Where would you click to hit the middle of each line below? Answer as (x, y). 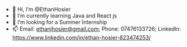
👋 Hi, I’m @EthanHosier (41, 9)
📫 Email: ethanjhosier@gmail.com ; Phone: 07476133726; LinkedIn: (97, 29)
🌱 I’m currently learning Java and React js (64, 16)
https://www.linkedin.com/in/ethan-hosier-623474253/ (81, 37)
